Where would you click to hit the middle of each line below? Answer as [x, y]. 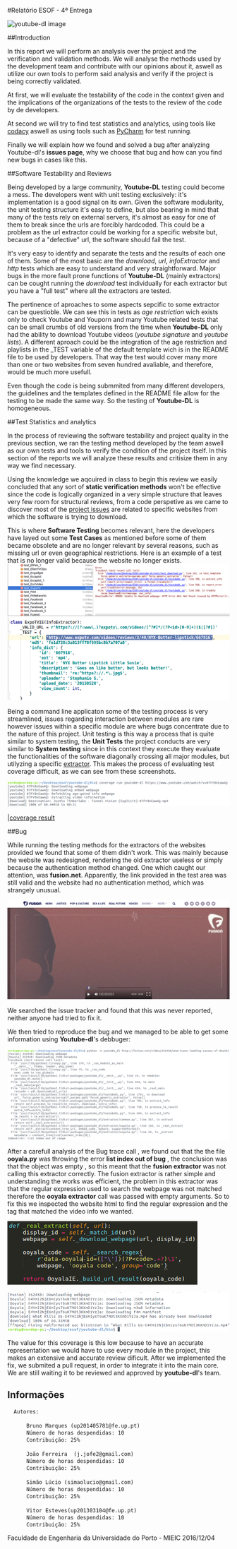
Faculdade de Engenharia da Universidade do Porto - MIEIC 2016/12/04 [111, 1538]
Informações [36, 1395]
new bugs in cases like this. [47, 160]
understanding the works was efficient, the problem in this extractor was [113, 1181]
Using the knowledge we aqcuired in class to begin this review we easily [113, 479]
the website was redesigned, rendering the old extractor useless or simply [115, 860]
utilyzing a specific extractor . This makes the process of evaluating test [111, 764]
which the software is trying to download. [68, 517]
